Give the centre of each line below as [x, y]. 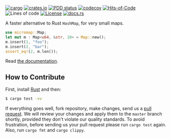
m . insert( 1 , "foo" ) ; [27, 42]
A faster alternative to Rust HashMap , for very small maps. [65, 23]
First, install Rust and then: [33, 90]
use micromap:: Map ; [26, 33]
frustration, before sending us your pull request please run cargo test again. [86, 125]
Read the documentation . [32, 61]
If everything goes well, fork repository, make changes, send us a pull [78, 108]
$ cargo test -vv [24, 99]
